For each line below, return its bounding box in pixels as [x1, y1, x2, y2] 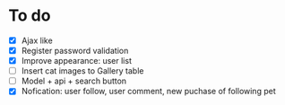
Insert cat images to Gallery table [21, 66, 144, 76]
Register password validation [21, 46, 129, 56]
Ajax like [21, 35, 53, 46]
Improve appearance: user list [21, 56, 132, 66]
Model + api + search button [21, 75, 127, 86]
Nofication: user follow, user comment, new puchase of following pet [21, 86, 276, 97]
